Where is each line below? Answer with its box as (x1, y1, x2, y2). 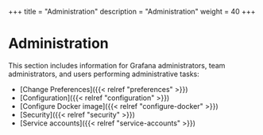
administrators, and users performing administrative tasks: (8, 69, 200, 79)
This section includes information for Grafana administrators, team (8, 60, 226, 70)
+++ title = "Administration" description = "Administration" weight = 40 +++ (8, 7, 256, 16)
